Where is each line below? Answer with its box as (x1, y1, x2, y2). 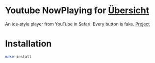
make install (5, 54, 32, 59)
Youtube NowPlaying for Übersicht (5, 5, 150, 16)
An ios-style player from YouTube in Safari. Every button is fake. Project (5, 21, 150, 27)
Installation (5, 38, 52, 49)
